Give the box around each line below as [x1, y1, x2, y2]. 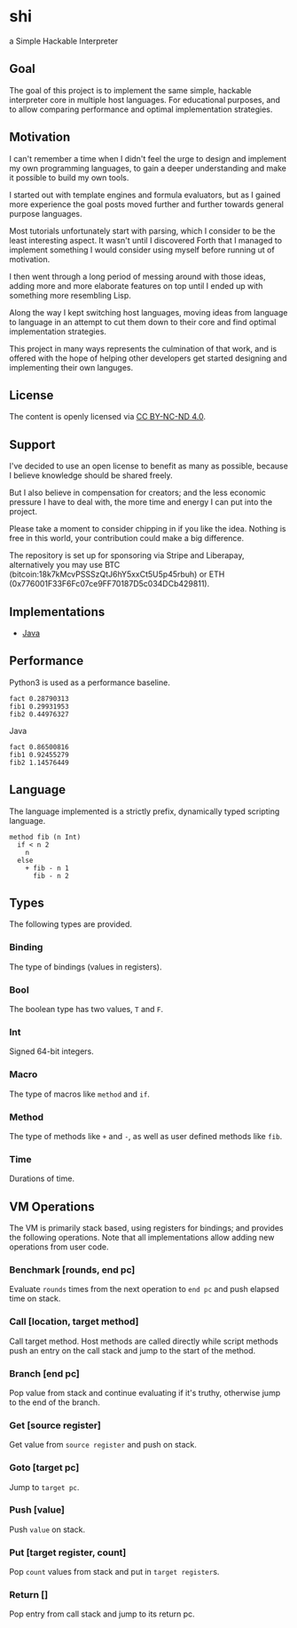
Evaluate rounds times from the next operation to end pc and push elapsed [9, 1284, 279, 1295]
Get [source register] [9, 1419, 102, 1432]
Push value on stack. [9, 1524, 86, 1535]
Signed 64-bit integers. [9, 1046, 95, 1057]
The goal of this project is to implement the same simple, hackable [9, 84, 252, 95]
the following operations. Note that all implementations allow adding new [9, 1233, 275, 1243]
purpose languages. [9, 208, 82, 219]
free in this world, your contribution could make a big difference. [9, 533, 245, 544]
